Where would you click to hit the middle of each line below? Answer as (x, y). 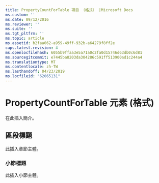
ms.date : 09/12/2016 (27, 19)
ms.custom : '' (20, 15)
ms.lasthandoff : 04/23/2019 (35, 72)
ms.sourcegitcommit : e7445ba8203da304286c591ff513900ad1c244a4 (74, 57)
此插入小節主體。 (23, 175)
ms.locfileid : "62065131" (33, 76)
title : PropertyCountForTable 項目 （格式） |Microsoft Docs (69, 10)
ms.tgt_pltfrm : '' (25, 34)
